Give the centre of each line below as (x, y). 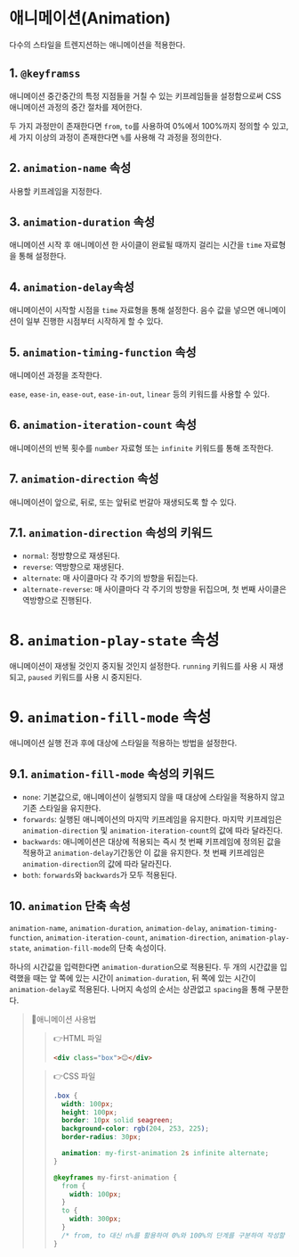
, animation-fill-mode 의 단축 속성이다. (97, 948)
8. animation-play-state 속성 (114, 640)
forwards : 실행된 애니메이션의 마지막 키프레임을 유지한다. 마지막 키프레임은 (152, 819)
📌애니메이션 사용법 (63, 1019)
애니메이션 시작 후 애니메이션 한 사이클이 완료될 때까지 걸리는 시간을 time (136, 245)
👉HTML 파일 (77, 1038)
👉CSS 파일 (74, 1076)
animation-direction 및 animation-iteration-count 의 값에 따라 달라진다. (152, 831)
